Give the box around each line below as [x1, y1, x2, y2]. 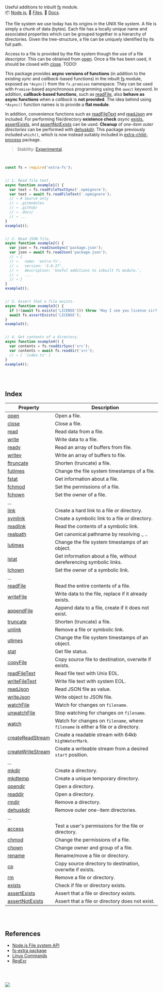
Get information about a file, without [55, 553, 137, 559]
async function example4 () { [5, 339, 64, 344]
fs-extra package [12, 948, 47, 953]
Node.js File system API [12, 942, 60, 948]
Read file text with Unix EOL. [55, 670, 120, 677]
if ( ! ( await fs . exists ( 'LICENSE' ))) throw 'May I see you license [9, 308, 147, 313]
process [5, 137, 21, 142]
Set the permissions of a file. [55, 484, 120, 490]
